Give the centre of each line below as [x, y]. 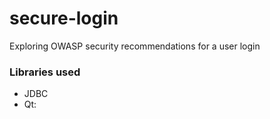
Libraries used [45, 72]
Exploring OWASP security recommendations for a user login [135, 46]
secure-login [64, 18]
